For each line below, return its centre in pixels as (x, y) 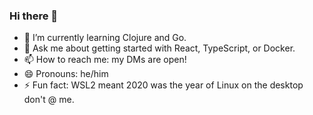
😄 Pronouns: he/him (66, 74)
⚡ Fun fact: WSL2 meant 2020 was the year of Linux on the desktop (163, 85)
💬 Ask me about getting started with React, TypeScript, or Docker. (159, 48)
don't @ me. (49, 100)
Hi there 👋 (34, 16)
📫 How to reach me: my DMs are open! (105, 60)
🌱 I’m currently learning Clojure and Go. (105, 38)
